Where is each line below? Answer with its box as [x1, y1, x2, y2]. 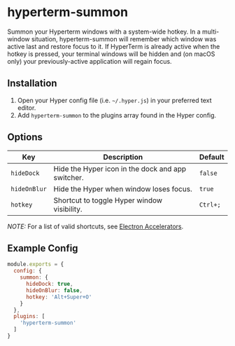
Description [103, 152, 143, 162]
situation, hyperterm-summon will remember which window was [31, 34, 217, 43]
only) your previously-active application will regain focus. [7, 57, 173, 65]
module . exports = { [7, 261, 64, 268]
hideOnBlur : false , [25, 286, 83, 294]
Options [7, 131, 43, 144]
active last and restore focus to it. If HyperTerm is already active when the [7, 42, 220, 50]
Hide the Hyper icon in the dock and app [53, 164, 187, 174]
